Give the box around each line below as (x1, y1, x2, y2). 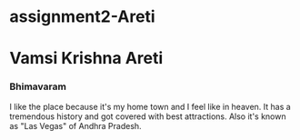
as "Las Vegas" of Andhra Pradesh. (9, 120, 143, 131)
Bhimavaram (9, 80, 66, 93)
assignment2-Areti (9, 6, 156, 27)
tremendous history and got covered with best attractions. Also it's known (9, 111, 286, 122)
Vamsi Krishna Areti (9, 48, 164, 69)
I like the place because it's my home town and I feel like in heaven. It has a (9, 101, 291, 112)
